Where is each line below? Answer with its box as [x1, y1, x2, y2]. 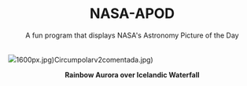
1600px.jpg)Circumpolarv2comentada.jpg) [16, 55, 153, 64]
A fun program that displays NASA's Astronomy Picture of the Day [25, 30, 239, 40]
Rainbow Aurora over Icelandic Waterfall [65, 70, 200, 79]
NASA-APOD [89, 5, 175, 23]
